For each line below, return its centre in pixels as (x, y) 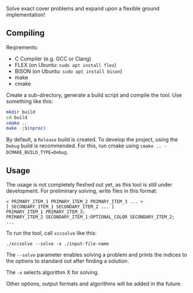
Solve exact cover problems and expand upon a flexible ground (83, 9)
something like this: (30, 101)
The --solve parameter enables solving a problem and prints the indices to (96, 255)
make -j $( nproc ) (26, 129)
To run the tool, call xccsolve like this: (51, 233)
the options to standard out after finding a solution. (68, 261)
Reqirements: (22, 47)
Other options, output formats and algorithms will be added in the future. (94, 284)
